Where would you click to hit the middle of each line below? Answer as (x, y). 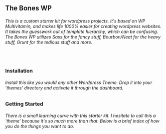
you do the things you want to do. (40, 126)
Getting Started (24, 103)
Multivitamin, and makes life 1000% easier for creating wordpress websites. (83, 26)
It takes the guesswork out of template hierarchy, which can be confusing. (82, 31)
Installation (19, 70)
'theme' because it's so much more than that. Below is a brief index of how (82, 121)
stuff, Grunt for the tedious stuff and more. (49, 42)
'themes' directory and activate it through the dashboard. (64, 88)
